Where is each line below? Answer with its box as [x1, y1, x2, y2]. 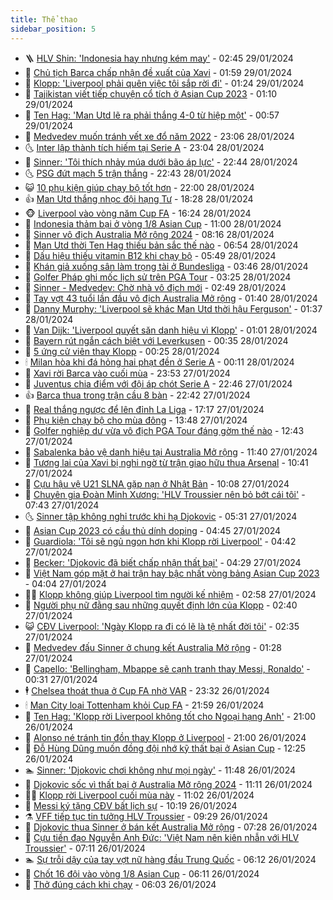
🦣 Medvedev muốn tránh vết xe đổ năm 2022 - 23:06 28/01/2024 [24, 130, 295, 142]
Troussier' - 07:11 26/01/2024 [24, 842, 146, 854]
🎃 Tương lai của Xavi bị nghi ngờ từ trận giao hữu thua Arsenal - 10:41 [24, 456, 309, 468]
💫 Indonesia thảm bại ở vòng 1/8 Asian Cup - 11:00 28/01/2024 [24, 217, 282, 230]
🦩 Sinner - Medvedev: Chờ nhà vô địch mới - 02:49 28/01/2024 [24, 281, 287, 293]
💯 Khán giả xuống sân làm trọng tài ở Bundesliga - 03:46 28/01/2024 [24, 260, 309, 272]
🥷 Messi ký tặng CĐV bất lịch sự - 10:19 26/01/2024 [24, 799, 238, 811]
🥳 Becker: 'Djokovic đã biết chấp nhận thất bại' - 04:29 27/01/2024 [24, 556, 302, 568]
